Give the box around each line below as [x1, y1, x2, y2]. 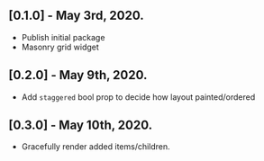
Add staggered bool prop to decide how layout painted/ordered [21, 91, 256, 103]
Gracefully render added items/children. [21, 141, 170, 152]
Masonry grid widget [21, 41, 100, 52]
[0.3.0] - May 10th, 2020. [8, 118, 153, 133]
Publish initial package [21, 31, 105, 42]
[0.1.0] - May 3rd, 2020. [8, 8, 145, 23]
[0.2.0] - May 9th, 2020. [8, 67, 148, 83]
